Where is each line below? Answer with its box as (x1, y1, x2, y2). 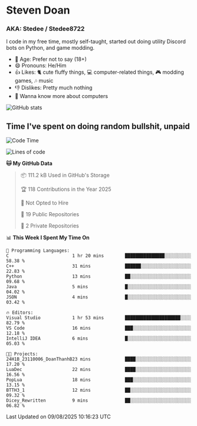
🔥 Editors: (6, 310, 34, 316)
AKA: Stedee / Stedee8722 (6, 25, 85, 33)
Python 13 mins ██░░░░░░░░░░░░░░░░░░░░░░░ (6, 274, 192, 279)
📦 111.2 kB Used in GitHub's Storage (20, 172, 110, 179)
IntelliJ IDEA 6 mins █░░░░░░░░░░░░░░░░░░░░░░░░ (6, 336, 192, 342)
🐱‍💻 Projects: (6, 351, 38, 357)
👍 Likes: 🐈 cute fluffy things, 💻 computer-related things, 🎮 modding (14, 69, 185, 76)
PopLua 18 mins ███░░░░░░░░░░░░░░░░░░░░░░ (6, 377, 192, 383)
